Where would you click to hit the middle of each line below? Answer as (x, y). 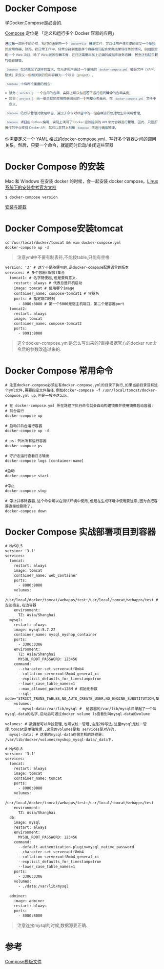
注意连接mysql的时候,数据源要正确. (52, 925)
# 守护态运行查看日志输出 (27, 456)
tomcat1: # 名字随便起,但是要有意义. (44, 278)
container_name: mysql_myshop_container (55, 635)
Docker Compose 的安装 (55, 167)
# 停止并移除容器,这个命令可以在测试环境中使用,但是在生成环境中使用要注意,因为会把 (80, 501)
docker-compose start (27, 476)
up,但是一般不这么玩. (50, 395)
